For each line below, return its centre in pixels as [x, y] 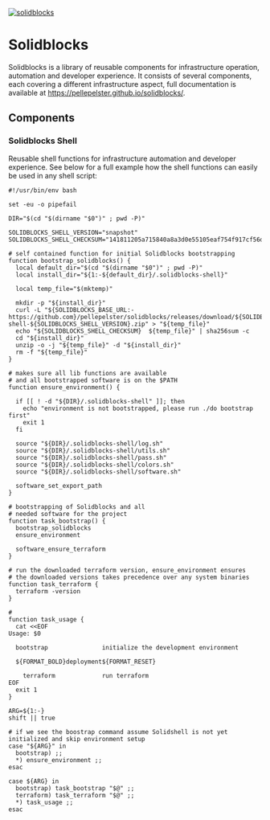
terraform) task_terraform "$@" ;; [75, 795]
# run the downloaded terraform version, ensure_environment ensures [127, 570]
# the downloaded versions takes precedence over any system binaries [129, 577]
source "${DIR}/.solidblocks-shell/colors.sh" [95, 465]
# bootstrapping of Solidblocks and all [77, 506]
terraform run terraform [86, 675]
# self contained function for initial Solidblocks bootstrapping [122, 253]
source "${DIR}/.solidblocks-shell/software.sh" [98, 471]
